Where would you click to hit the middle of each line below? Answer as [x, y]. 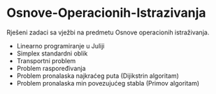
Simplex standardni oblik [52, 53]
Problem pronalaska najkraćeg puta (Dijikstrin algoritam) [98, 76]
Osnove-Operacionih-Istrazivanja [107, 13]
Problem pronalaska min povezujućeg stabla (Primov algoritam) [108, 83]
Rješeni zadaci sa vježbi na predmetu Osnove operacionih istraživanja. [108, 32]
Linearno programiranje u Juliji [60, 46]
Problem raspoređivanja [51, 68]
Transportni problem [46, 60]
